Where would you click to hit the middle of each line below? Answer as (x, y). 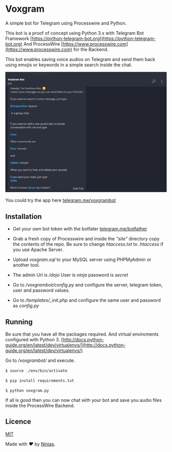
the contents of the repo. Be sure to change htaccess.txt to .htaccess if (88, 244)
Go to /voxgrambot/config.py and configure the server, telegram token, (88, 285)
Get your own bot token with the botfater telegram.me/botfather (80, 229)
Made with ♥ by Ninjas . (30, 444)
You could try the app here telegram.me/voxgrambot (61, 200)
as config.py (26, 306)
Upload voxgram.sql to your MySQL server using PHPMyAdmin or (82, 260)
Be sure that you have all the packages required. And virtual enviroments (82, 334)
